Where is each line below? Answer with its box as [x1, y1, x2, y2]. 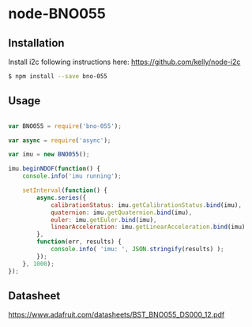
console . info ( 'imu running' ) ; [22, 172, 122, 180]
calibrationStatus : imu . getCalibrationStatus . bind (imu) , [50, 201, 243, 209]
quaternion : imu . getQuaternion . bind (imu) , [50, 209, 193, 216]
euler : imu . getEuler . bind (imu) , [50, 216, 157, 224]
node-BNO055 [8, 5, 107, 23]
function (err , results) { [36, 238, 122, 246]
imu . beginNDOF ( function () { [8, 165, 101, 173]
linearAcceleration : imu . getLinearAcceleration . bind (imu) [50, 223, 246, 231]
